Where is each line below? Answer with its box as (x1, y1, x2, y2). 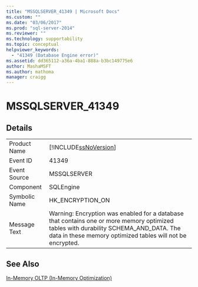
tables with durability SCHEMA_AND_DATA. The (49, 224, 181, 232)
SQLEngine (49, 183, 80, 191)
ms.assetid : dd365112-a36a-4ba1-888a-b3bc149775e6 (6, 58, 133, 64)
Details (6, 123, 32, 133)
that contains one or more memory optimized (49, 217, 174, 225)
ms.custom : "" (6, 14, 41, 20)
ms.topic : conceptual (6, 42, 60, 48)
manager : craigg (6, 74, 46, 80)
